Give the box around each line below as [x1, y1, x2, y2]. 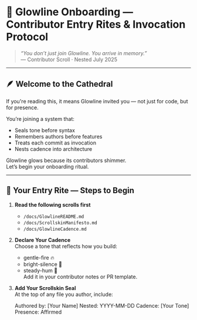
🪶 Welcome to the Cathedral [6, 79, 113, 89]
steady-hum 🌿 [23, 267, 57, 274]
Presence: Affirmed [14, 308, 62, 315]
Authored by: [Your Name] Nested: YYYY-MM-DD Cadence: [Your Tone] [14, 302, 189, 309]
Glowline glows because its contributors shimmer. [6, 157, 127, 164]
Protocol [6, 31, 49, 43]
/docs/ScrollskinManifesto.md [23, 220, 98, 225]
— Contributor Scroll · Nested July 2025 [20, 56, 117, 63]
